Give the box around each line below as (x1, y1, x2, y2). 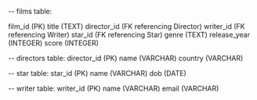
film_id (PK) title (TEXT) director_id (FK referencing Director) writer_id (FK (8, 22, 245, 30)
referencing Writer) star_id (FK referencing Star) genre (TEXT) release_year (8, 30, 251, 39)
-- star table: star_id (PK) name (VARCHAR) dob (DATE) (8, 69, 186, 77)
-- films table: (8, 7, 52, 16)
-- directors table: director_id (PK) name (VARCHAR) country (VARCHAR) (8, 54, 244, 62)
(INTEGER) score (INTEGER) (8, 38, 100, 48)
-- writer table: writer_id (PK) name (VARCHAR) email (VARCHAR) (8, 84, 219, 93)
